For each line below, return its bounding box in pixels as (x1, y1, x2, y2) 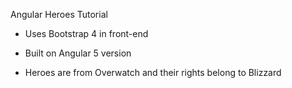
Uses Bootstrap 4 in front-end (24, 28, 149, 39)
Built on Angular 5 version (24, 47, 132, 59)
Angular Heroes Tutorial (10, 9, 108, 20)
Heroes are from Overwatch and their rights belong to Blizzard (24, 67, 282, 78)
